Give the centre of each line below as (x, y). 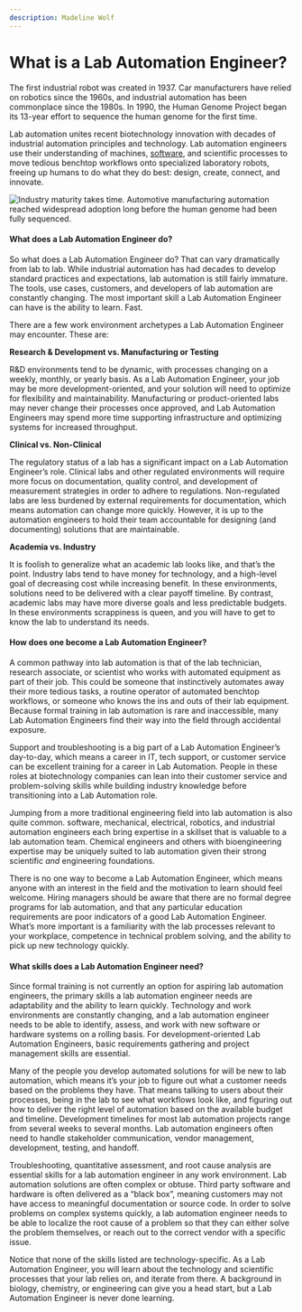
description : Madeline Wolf (62, 18)
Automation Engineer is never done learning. (92, 1298)
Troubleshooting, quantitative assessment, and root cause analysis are (141, 1166)
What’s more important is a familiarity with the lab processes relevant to (142, 926)
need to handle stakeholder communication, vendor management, (132, 1139)
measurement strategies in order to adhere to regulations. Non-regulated (145, 491)
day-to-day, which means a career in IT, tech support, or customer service (148, 756)
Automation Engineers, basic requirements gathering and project (129, 1044)
